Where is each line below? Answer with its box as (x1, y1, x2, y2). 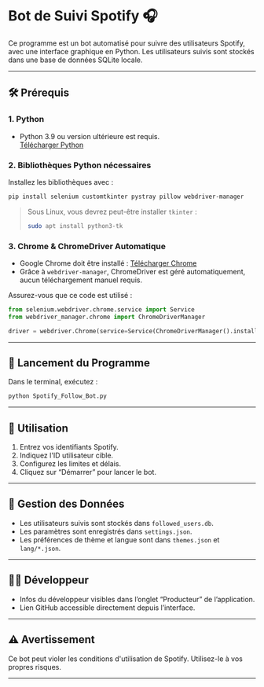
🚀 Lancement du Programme (8, 356, 151, 369)
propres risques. (8, 662, 61, 671)
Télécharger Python (19, 140, 84, 149)
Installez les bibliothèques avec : (8, 177, 114, 186)
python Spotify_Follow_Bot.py (8, 392, 108, 400)
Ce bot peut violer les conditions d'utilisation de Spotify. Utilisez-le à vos (8, 654, 244, 663)
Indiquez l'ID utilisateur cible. (19, 450, 114, 461)
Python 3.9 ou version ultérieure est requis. (19, 131, 159, 141)
